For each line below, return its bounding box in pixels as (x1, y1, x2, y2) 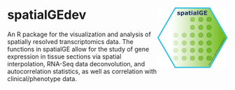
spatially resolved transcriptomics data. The (7, 37, 134, 45)
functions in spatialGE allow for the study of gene (7, 45, 150, 53)
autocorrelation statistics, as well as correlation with (7, 67, 157, 75)
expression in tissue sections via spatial (7, 52, 122, 61)
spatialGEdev (7, 7, 87, 23)
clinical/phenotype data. (7, 74, 77, 83)
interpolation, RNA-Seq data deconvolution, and (7, 59, 145, 68)
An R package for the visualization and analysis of (7, 30, 152, 38)
